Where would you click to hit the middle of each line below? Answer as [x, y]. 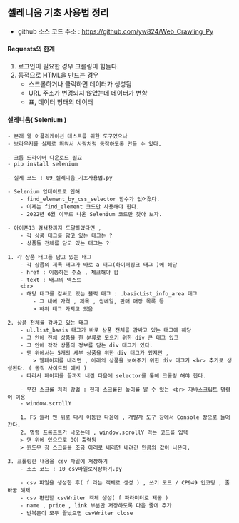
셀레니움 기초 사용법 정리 [58, 13]
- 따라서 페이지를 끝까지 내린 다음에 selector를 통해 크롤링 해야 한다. [113, 376]
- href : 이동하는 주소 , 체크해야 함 [70, 273]
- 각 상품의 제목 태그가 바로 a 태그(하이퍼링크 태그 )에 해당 [99, 265]
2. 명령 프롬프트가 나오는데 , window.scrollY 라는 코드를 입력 [104, 433]
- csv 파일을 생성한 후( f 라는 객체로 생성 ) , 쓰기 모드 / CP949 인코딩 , [121, 483]
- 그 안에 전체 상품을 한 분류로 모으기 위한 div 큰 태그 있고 [100, 338]
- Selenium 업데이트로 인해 [44, 192]
